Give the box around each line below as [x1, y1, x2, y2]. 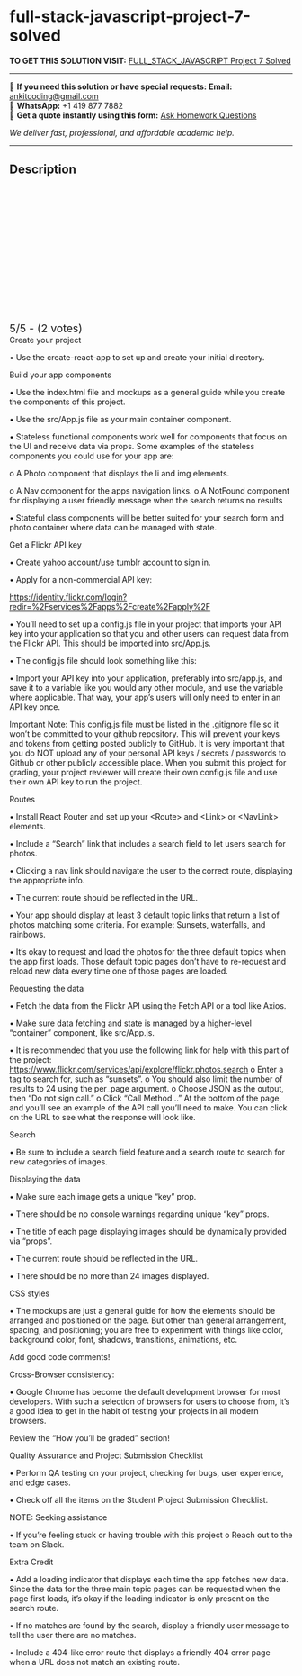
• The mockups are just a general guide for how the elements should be [9, 1305, 276, 1316]
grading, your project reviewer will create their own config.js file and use [9, 766, 278, 777]
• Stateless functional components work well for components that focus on [9, 430, 288, 442]
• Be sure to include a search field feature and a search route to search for [9, 1146, 286, 1157]
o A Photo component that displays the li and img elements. [9, 467, 230, 478]
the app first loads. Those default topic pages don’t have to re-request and [9, 956, 287, 966]
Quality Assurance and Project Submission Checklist [9, 1450, 204, 1461]
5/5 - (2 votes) [9, 321, 83, 335]
